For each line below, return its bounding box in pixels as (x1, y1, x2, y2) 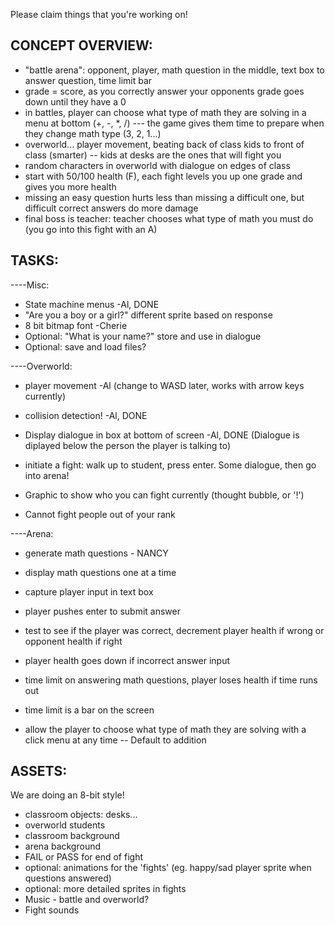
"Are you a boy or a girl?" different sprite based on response (24, 309, 273, 321)
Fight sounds (24, 904, 80, 916)
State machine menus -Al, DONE (24, 298, 160, 310)
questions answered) (24, 872, 112, 884)
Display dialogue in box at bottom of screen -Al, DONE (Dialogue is (24, 429, 300, 441)
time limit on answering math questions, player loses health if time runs (24, 674, 318, 686)
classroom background (24, 830, 120, 842)
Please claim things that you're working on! (10, 9, 188, 20)
